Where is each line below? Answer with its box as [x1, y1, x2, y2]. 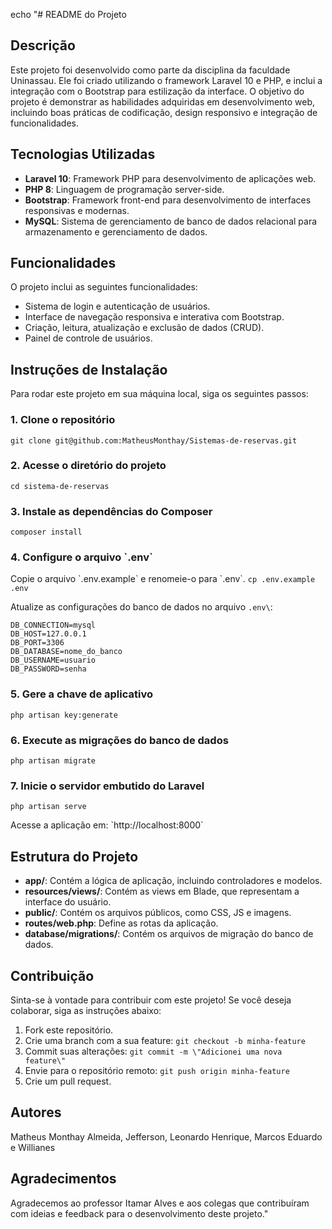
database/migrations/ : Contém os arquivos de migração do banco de [24, 928, 314, 940]
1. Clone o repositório [10, 413, 116, 427]
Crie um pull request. [24, 1075, 112, 1087]
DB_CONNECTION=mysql [10, 620, 97, 631]
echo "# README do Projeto [10, 9, 127, 20]
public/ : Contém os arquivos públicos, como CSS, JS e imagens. [24, 907, 292, 919]
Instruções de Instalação [10, 361, 168, 378]
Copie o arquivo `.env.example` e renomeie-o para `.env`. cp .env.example [10, 573, 316, 585]
